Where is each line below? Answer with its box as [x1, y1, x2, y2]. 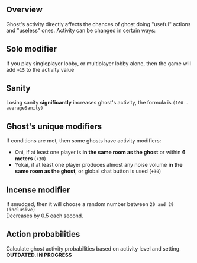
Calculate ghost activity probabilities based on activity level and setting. [6, 245, 182, 252]
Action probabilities [6, 229, 80, 239]
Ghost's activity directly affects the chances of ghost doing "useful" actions [6, 20, 191, 27]
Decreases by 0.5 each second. [6, 212, 84, 219]
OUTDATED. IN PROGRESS [6, 251, 72, 258]
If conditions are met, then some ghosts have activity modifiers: [6, 137, 162, 144]
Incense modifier [6, 185, 70, 195]
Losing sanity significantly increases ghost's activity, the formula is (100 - [6, 99, 189, 106]
